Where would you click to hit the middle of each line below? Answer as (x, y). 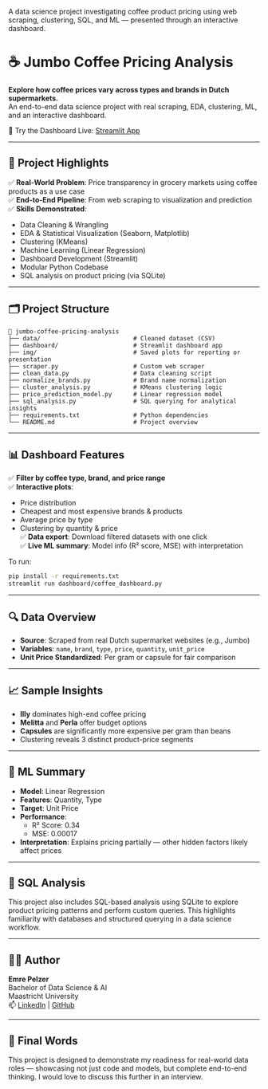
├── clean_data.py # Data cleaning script (110, 373)
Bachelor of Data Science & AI (58, 988)
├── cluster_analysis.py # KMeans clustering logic (116, 387)
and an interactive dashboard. (57, 115)
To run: (20, 562)
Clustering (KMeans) (54, 242)
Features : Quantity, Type (61, 800)
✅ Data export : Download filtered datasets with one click (114, 537)
